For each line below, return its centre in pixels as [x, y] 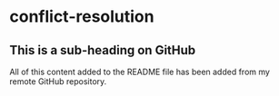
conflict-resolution [82, 17]
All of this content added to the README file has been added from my [140, 72]
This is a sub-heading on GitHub [103, 50]
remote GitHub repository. [58, 82]
